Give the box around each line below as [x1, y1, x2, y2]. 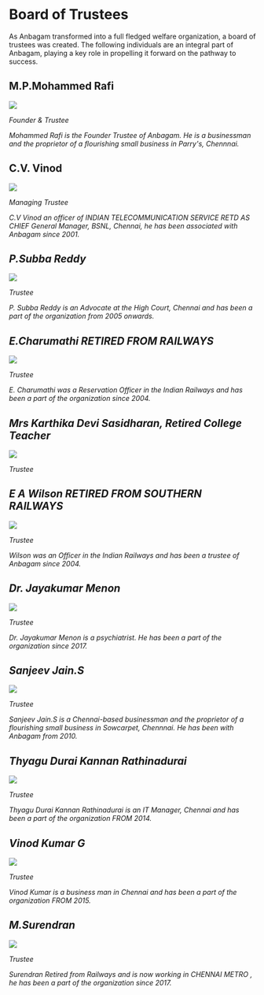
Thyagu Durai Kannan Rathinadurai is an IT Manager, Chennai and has [9, 805, 240, 815]
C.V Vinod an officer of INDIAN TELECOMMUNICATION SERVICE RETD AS [9, 213, 251, 222]
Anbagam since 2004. [9, 559, 82, 568]
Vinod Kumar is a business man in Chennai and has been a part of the [9, 888, 237, 897]
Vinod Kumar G [9, 837, 86, 850]
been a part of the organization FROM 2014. [9, 814, 152, 823]
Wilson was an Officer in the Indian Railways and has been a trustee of [9, 550, 240, 560]
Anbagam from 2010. [9, 731, 78, 741]
